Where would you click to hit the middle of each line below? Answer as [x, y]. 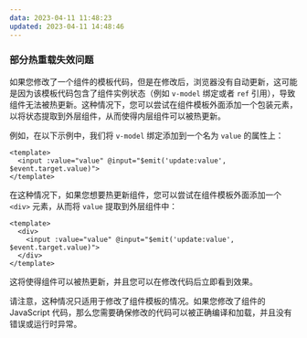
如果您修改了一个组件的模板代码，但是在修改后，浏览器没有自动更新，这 [145, 81]
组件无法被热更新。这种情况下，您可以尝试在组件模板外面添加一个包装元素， [153, 104]
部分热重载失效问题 [52, 60]
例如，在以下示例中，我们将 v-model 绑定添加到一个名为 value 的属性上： [147, 135]
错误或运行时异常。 [46, 323]
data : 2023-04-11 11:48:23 [61, 18]
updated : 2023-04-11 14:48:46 [67, 26]
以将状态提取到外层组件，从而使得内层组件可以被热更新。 [117, 116]
